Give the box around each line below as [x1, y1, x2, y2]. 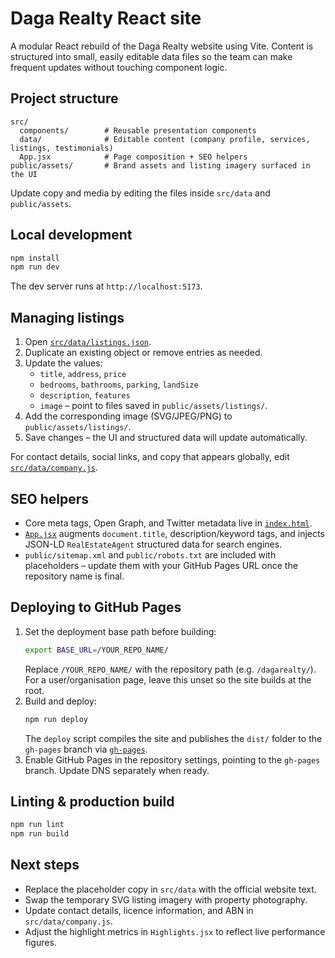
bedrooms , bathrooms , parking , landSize [39, 378, 199, 391]
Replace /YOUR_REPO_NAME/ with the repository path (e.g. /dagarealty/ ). [24, 663, 317, 675]
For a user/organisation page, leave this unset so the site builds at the [24, 673, 312, 686]
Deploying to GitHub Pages [10, 599, 182, 616]
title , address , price [39, 368, 127, 380]
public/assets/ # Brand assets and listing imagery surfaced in [10, 160, 311, 171]
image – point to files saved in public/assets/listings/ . [39, 400, 268, 412]
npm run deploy [24, 714, 89, 724]
